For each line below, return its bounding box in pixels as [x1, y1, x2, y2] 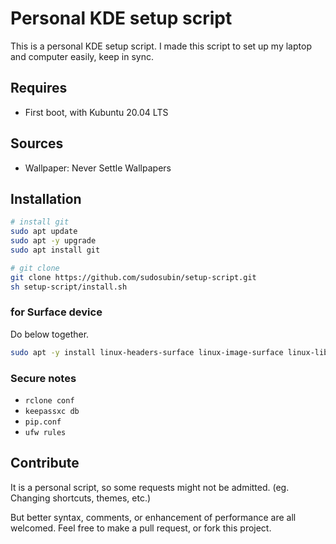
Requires [10, 80, 68, 97]
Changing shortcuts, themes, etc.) [10, 492, 152, 504]
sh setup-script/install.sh [10, 282, 128, 292]
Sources [10, 135, 64, 152]
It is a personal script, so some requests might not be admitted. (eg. [10, 481, 290, 493]
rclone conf [24, 395, 75, 406]
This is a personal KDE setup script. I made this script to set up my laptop [10, 40, 312, 52]
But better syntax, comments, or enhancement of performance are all [10, 511, 297, 523]
